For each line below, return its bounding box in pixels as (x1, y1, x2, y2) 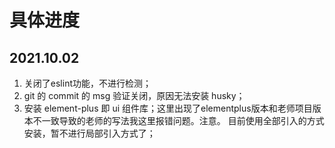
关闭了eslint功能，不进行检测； (23, 77, 152, 89)
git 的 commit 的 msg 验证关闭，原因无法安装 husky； (23, 90, 246, 101)
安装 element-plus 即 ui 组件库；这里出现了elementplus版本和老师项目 (23, 102, 313, 114)
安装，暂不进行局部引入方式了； (23, 127, 156, 139)
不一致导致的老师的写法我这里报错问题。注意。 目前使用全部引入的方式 (32, 115, 325, 126)
